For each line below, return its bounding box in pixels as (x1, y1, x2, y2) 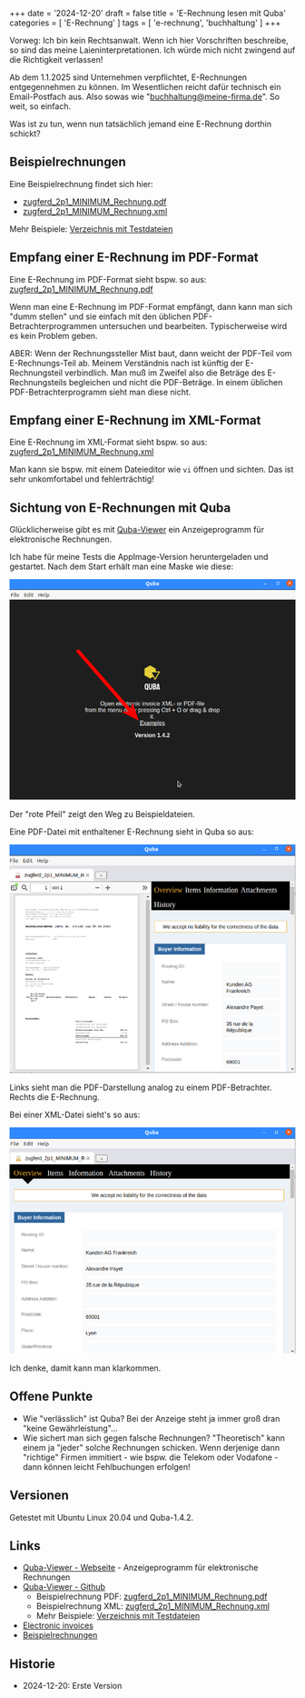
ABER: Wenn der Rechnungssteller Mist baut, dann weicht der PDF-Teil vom (9, 347, 292, 358)
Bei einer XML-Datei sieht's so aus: (9, 1109, 141, 1120)
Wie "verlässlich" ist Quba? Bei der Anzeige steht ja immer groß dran (22, 1413, 280, 1423)
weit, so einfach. (9, 101, 71, 112)
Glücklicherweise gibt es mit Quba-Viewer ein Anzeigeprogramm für (9, 524, 265, 535)
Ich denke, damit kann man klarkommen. (9, 1363, 162, 1373)
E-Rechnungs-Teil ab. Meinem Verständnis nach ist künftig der (9, 357, 243, 368)
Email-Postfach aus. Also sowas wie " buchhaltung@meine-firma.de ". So (9, 91, 280, 102)
